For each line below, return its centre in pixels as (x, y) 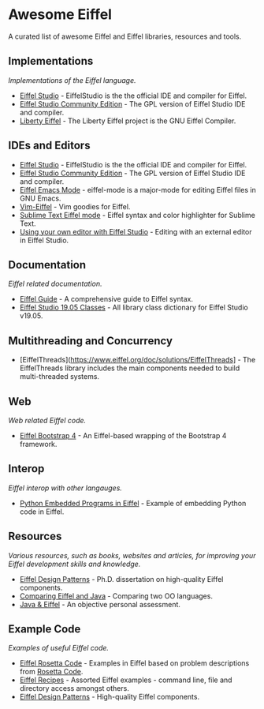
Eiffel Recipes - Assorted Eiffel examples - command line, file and (126, 680)
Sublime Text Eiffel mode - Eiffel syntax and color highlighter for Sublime (138, 215)
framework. (38, 444)
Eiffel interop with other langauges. (65, 488)
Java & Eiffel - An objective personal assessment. (100, 604)
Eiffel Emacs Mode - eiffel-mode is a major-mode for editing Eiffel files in (138, 189)
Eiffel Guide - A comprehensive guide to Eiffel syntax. (106, 299)
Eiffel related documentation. (55, 284)
